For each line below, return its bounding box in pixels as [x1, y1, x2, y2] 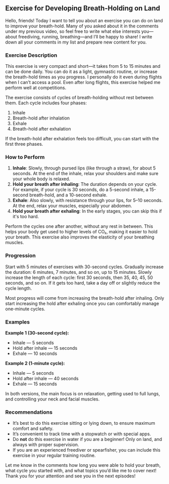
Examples [5, 318, 30, 326]
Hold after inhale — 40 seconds [12, 376, 79, 381]
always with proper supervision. [12, 441, 79, 448]
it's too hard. [12, 214, 39, 220]
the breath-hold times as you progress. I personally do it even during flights [5, 74, 162, 80]
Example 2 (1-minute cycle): [5, 360, 65, 366]
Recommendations [5, 409, 53, 416]
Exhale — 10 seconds [12, 350, 58, 356]
